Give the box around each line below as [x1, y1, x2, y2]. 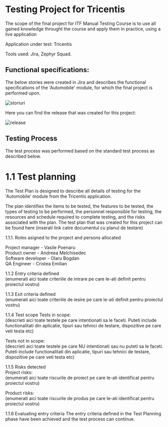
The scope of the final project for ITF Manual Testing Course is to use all [5, 20, 156, 26]
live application [5, 31, 37, 37]
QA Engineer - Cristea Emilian [5, 260, 67, 266]
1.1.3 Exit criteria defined [5, 291, 56, 297]
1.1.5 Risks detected [5, 363, 46, 370]
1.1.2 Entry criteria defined [5, 270, 59, 277]
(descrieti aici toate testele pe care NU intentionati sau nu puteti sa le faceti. [5, 343, 163, 349]
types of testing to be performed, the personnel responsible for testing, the [5, 208, 162, 215]
